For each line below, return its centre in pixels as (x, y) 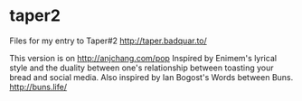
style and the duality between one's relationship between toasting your (142, 68)
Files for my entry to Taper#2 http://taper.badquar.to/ (109, 41)
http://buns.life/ (38, 87)
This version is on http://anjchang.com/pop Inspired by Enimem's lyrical (143, 58)
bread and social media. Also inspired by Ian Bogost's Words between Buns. (151, 77)
